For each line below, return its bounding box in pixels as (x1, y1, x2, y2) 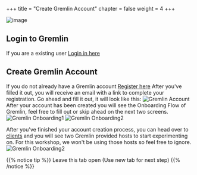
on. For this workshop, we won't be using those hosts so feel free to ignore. (6, 138, 192, 145)
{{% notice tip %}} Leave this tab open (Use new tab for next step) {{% (6, 156, 180, 163)
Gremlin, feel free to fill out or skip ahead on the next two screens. (6, 108, 168, 115)
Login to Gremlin (6, 34, 69, 44)
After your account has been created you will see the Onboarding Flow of (6, 101, 186, 109)
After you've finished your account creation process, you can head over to (6, 126, 189, 133)
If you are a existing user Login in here (6, 49, 100, 57)
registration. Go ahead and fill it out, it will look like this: (6, 95, 142, 102)
